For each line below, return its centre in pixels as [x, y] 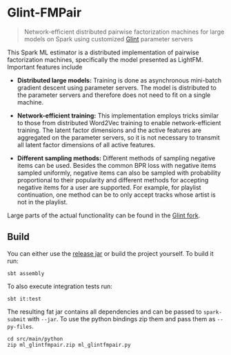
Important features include [45, 67]
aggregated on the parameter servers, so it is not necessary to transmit [118, 137]
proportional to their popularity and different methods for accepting [113, 180]
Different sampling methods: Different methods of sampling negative [116, 158]
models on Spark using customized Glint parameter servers [108, 39]
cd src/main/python [35, 338]
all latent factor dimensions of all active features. [86, 144]
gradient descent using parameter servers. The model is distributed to [117, 87]
